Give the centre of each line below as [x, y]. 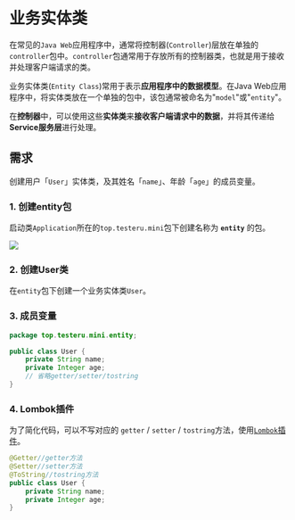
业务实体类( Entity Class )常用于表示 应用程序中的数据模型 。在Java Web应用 [148, 86]
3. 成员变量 [33, 316]
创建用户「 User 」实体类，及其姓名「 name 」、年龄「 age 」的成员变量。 [135, 181]
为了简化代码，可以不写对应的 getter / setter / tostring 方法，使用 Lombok [143, 430]
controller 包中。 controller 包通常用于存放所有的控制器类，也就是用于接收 [147, 55]
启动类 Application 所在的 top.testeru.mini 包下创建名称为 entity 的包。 [140, 227]
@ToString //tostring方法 [54, 475]
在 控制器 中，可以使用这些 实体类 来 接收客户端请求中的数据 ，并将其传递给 [142, 116]
